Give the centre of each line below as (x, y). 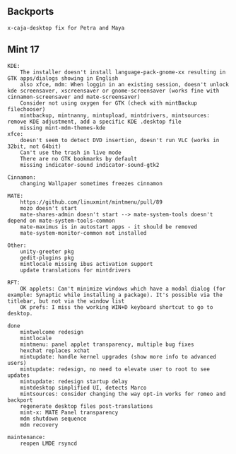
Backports (31, 12)
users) (17, 363)
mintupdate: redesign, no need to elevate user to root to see (115, 369)
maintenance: (26, 437)
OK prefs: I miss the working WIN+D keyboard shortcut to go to (117, 307)
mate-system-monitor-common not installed (83, 233)
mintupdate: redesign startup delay (74, 381)
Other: (17, 245)
